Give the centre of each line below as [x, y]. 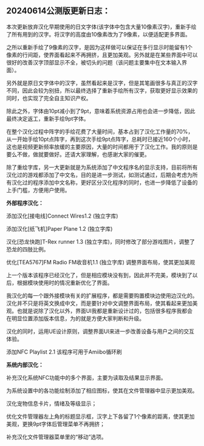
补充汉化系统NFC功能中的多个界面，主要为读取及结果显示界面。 [87, 377]
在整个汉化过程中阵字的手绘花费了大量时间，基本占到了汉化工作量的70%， [100, 131]
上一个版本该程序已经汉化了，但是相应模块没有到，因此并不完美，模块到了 [99, 275]
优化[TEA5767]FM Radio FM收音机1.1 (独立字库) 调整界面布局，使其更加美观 [101, 262]
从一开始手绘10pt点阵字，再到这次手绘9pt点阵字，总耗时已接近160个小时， [100, 139]
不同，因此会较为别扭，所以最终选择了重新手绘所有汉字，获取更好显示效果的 [102, 91]
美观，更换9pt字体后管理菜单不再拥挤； [56, 424]
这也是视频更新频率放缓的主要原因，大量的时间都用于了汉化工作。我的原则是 [102, 146]
